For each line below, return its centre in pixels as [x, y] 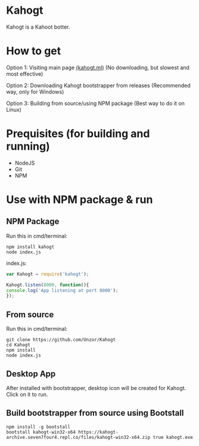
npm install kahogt [30, 247]
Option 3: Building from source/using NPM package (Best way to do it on [95, 103]
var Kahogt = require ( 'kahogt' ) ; [48, 274]
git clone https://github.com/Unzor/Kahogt [61, 340]
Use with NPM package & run [80, 200]
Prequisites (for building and [78, 134]
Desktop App [31, 374]
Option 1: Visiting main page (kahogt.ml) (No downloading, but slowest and [98, 67]
